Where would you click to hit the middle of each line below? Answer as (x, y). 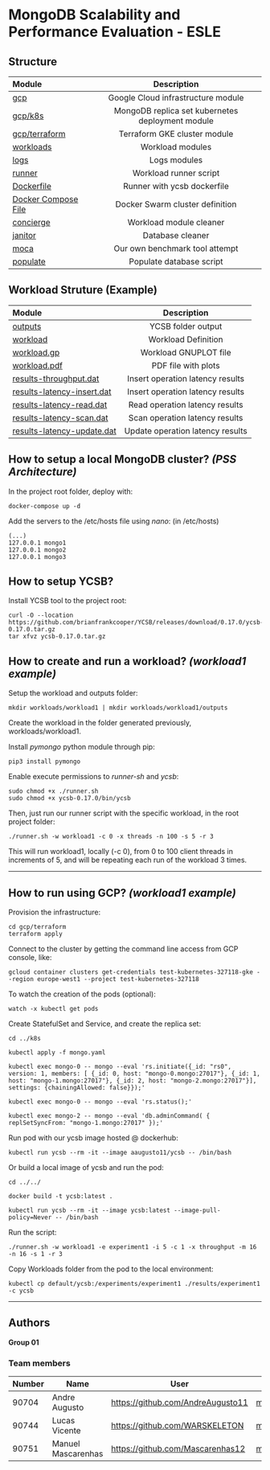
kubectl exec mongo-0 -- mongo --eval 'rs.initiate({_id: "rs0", (120, 1067)
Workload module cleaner (176, 222)
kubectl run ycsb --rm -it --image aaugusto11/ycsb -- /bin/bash (120, 1153)
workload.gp (36, 352)
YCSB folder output (186, 326)
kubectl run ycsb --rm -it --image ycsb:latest (90, 1211)
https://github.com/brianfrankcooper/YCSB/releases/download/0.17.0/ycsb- (136, 622)
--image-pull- (197, 1211)
